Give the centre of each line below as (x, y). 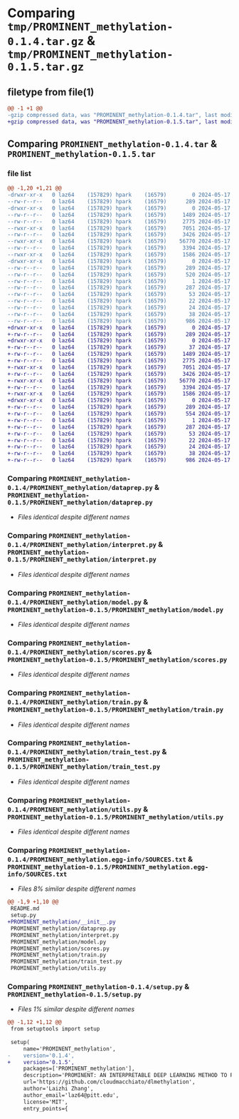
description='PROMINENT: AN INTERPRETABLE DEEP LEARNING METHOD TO (125, 1075)
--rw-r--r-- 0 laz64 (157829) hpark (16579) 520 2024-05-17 (119, 275)
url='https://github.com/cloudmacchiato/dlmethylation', (109, 1082)
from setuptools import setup (55, 1029)
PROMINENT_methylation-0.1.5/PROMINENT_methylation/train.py (116, 710)
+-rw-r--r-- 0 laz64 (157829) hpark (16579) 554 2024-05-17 (119, 414)
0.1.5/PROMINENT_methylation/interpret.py (82, 560)
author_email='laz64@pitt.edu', (71, 1095)
